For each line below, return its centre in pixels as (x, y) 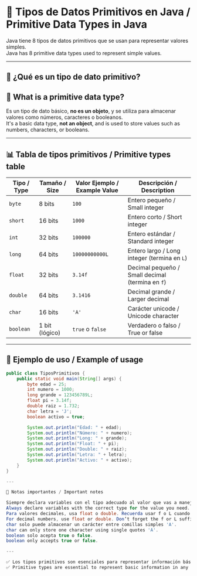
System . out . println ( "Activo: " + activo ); (80, 460)
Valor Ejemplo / (97, 183)
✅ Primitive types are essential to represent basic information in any (97, 568)
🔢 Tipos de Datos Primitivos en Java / (98, 12)
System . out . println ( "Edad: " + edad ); (74, 427)
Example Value (97, 190)
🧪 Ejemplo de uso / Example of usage (75, 360)
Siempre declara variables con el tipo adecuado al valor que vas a (91, 503)
